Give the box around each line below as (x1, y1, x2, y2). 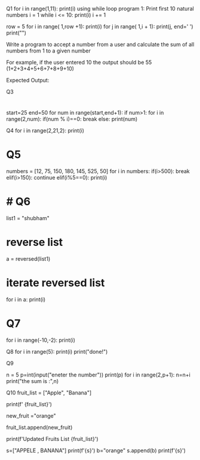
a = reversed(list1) (6, 255, 51, 262)
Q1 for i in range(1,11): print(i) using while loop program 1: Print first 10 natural (6, 5, 194, 12)
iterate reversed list (6, 276, 105, 290)
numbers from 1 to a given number (6, 47, 91, 54)
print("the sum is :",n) (6, 377, 59, 384)
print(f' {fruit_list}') (6, 400, 53, 407)
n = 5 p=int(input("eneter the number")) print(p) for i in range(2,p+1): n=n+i (6, 371, 191, 378)
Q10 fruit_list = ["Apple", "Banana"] (6, 389, 92, 396)
